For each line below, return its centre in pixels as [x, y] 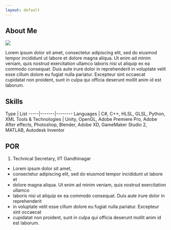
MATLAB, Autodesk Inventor [35, 130]
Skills [14, 101]
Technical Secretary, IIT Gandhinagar [52, 159]
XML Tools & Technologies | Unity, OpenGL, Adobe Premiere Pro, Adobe [81, 119]
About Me [21, 31]
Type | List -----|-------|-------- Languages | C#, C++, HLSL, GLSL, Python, [85, 114]
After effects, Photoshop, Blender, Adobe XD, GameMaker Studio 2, [76, 125]
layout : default [22, 10]
